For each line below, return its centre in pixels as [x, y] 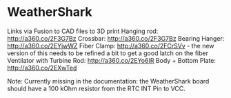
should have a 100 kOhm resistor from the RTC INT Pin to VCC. [97, 88]
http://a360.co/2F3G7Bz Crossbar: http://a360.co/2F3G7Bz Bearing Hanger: [116, 38]
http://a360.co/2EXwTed [42, 68]
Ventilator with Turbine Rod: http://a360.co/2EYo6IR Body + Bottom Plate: [111, 60]
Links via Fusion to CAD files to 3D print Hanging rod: [83, 31]
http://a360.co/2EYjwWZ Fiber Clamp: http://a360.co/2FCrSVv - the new [111, 46]
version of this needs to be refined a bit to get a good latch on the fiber [108, 53]
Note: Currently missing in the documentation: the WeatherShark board [108, 81]
